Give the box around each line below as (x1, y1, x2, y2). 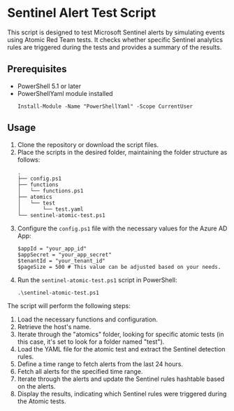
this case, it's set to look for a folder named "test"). (17, 337, 165, 346)
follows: (17, 155, 41, 164)
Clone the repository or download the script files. (17, 140, 159, 148)
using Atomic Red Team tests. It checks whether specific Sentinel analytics (7, 35, 224, 43)
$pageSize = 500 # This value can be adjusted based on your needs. (17, 263, 221, 270)
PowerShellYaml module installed (17, 89, 113, 97)
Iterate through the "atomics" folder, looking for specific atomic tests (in (17, 330, 225, 338)
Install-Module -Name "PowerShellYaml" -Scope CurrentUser (17, 103, 193, 110)
